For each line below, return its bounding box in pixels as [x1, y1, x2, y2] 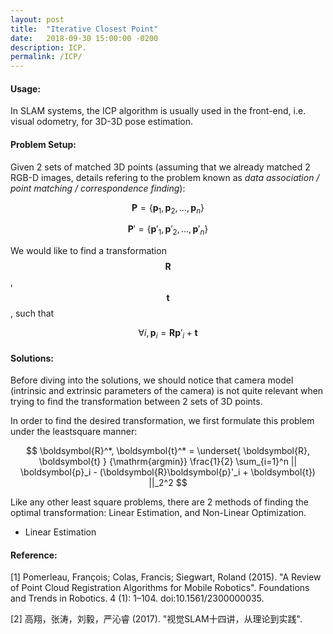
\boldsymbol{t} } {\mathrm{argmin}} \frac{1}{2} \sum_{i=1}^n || [38, 456, 298, 468]
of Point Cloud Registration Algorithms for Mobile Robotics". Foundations [10, 582, 310, 594]
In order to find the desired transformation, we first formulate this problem [10, 415, 315, 427]
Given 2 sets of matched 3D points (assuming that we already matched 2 [10, 161, 311, 173]
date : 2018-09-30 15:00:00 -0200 [10, 33, 159, 43]
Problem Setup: [10, 138, 77, 150]
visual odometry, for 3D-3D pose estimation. [10, 116, 194, 128]
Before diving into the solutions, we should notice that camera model [10, 374, 294, 386]
